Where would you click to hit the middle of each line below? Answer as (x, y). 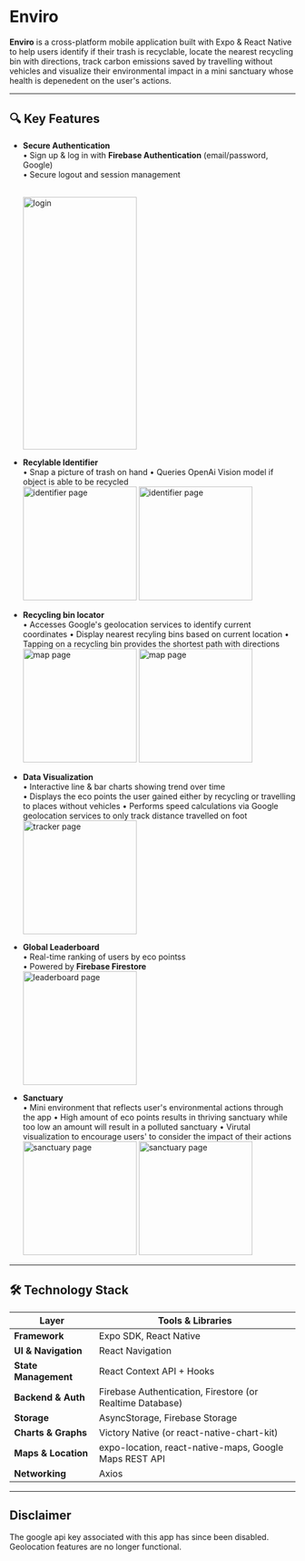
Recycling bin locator (63, 614)
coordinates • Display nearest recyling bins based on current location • (156, 634)
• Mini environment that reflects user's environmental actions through (153, 1107)
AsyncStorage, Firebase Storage (168, 1417)
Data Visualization (58, 776)
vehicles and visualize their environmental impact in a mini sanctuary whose (152, 71)
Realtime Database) (141, 1403)
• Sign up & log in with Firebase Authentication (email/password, (145, 155)
